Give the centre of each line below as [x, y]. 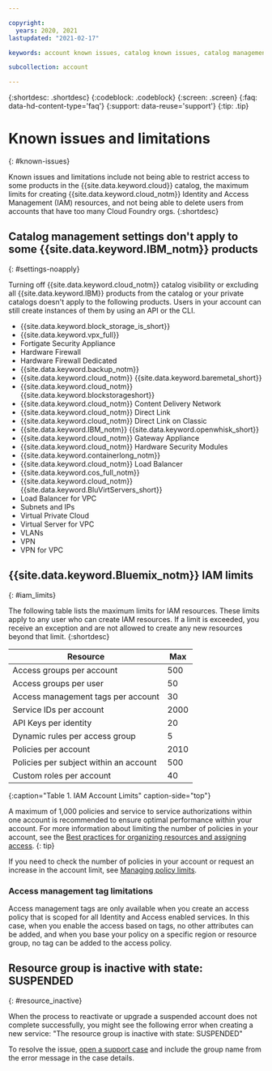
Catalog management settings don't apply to [123, 237]
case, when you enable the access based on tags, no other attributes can [131, 925]
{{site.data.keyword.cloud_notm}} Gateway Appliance [110, 437]
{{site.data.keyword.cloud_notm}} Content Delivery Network [121, 403]
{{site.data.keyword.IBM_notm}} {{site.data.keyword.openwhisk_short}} [140, 429]
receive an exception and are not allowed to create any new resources [125, 628]
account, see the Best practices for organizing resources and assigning [127, 837]
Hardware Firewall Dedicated [68, 361]
